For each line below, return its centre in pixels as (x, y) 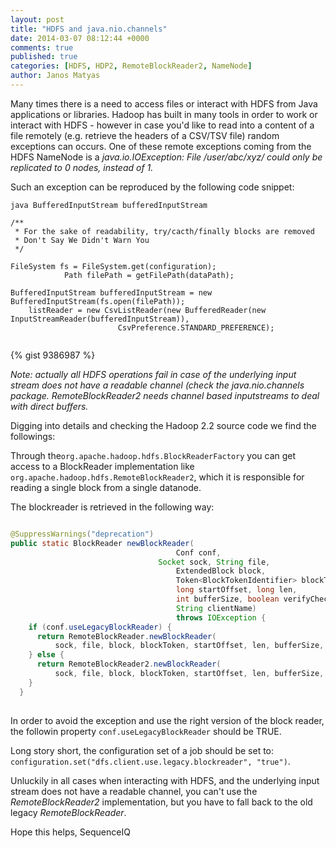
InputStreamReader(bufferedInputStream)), (100, 319)
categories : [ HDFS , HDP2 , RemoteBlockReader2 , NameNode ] (131, 66)
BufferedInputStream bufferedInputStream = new (111, 292)
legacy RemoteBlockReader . (68, 812)
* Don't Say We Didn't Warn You (82, 240)
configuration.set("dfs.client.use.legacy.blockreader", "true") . (150, 761)
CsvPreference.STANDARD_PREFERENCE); (196, 327)
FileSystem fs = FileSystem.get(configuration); (113, 266)
